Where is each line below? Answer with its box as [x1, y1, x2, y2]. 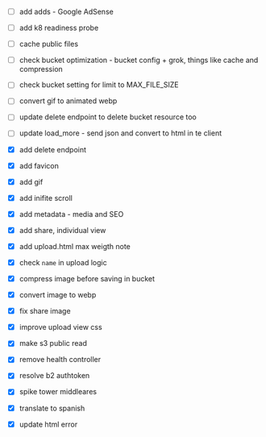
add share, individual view [19, 225, 106, 235]
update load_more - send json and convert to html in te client [19, 128, 222, 138]
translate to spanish [19, 403, 85, 413]
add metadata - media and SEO [19, 209, 124, 218]
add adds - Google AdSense [19, 7, 114, 16]
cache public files [19, 40, 78, 49]
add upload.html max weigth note [19, 241, 131, 251]
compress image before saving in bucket [19, 274, 155, 283]
